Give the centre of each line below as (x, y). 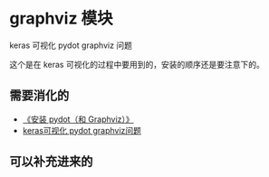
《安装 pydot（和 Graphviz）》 (78, 119)
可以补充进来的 (51, 162)
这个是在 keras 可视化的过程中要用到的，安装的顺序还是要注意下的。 (137, 64)
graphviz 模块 (61, 19)
